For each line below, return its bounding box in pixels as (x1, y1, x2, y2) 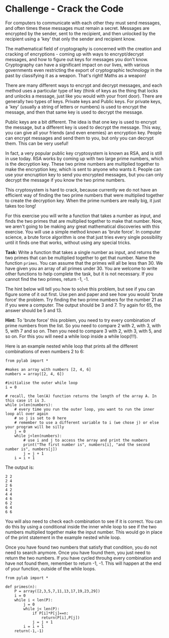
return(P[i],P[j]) (41, 615, 80, 620)
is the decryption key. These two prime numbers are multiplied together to (5, 161, 160, 167)
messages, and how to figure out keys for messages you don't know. (5, 56, 148, 62)
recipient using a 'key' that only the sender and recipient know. (5, 36, 136, 42)
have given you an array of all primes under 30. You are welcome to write (5, 265, 157, 271)
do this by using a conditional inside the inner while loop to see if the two (5, 523, 157, 529)
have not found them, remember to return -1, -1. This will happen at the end (5, 560, 161, 566)
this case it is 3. (5, 398, 46, 403)
